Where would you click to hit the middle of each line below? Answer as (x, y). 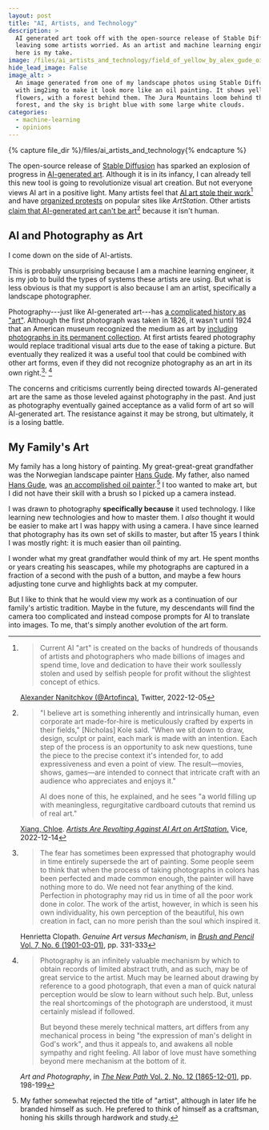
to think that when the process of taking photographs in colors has (150, 870)
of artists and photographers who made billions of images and (143, 656)
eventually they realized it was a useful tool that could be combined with (127, 354)
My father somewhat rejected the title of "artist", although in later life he (138, 1100)
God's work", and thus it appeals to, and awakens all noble (137, 1044)
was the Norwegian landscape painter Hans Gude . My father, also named (129, 475)
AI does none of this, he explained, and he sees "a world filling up (148, 796)
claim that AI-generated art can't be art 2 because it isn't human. (114, 210)
